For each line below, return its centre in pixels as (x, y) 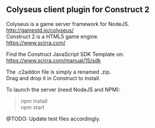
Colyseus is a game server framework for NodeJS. (68, 24)
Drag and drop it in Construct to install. (53, 78)
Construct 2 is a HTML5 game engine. (52, 36)
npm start (32, 107)
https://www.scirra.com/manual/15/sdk (54, 60)
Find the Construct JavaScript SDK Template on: (65, 54)
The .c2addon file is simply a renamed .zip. (59, 72)
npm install (34, 101)
